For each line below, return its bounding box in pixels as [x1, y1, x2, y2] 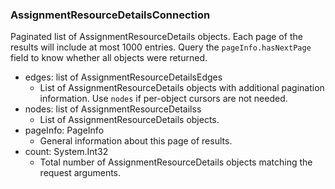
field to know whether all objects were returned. [10, 52, 208, 64]
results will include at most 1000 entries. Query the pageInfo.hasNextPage [10, 41, 312, 53]
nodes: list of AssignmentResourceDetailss [24, 103, 202, 115]
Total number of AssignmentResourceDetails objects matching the [39, 156, 313, 168]
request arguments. [39, 167, 122, 179]
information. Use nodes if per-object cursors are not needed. [39, 93, 288, 105]
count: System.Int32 [24, 146, 109, 158]
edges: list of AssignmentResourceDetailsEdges [24, 71, 223, 83]
